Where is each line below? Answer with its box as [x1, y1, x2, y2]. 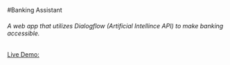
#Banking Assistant [7, 6, 62, 14]
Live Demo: [7, 50, 39, 59]
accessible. [7, 29, 40, 37]
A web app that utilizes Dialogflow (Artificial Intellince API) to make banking [7, 21, 224, 30]
